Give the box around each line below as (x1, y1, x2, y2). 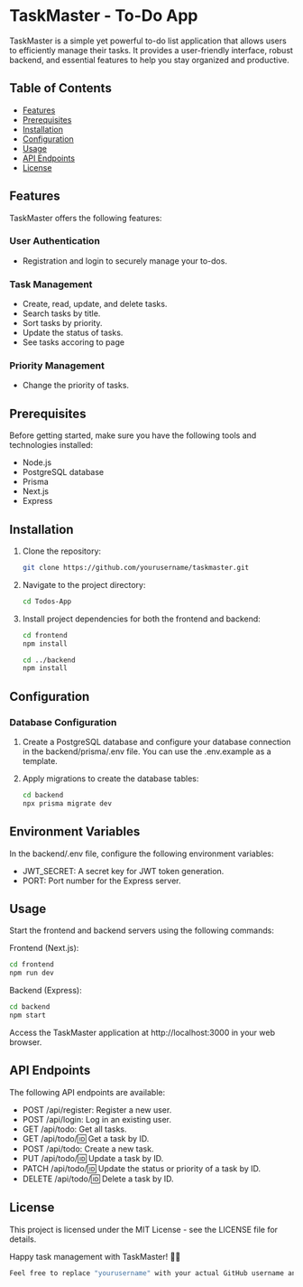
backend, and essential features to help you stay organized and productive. (9, 54, 290, 65)
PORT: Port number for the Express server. (22, 875, 182, 886)
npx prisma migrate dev (22, 798, 113, 808)
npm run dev (9, 968, 54, 978)
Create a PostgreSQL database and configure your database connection (22, 737, 291, 748)
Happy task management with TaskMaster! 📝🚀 (9, 1251, 181, 1262)
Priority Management (9, 359, 106, 372)
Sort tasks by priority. (22, 318, 103, 329)
